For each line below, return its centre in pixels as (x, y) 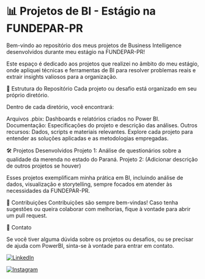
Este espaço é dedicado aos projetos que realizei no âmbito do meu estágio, (103, 64)
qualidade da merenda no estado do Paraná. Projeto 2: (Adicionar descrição (102, 159)
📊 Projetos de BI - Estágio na (81, 11)
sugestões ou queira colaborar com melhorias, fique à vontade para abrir (99, 209)
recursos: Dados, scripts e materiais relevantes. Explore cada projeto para (100, 132)
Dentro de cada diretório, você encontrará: (60, 106)
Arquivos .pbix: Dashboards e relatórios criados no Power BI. (83, 119)
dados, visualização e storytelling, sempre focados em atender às (89, 184)
